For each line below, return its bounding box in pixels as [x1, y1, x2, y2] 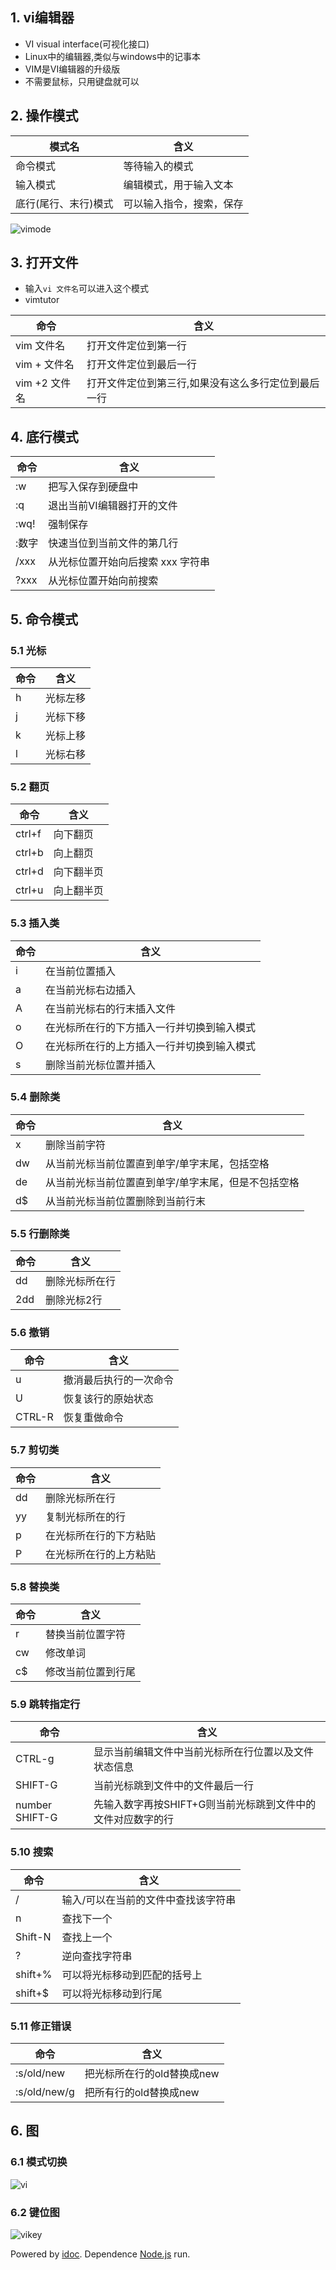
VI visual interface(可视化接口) [24, 38, 150, 50]
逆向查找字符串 [61, 1949, 133, 1963]
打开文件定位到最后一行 [86, 358, 198, 372]
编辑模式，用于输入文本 [123, 178, 234, 192]
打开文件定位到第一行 [86, 339, 188, 353]
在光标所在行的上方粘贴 [45, 1547, 157, 1561]
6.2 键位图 [10, 2205, 60, 2219]
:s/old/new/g [15, 2084, 75, 2098]
